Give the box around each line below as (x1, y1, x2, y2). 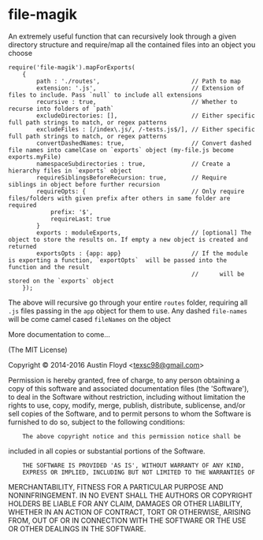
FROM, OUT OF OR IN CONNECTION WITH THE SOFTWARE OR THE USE (8, 516, 246, 525)
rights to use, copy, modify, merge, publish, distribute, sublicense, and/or (8, 400, 246, 410)
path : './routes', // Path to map (36, 77, 242, 85)
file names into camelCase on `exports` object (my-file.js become (8, 146, 235, 154)
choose (8, 48, 33, 57)
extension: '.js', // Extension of (36, 84, 245, 92)
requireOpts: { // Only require (36, 187, 245, 195)
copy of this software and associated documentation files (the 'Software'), (8, 383, 250, 393)
